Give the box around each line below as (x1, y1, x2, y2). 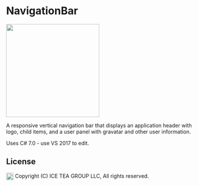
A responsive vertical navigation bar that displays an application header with (6, 122, 192, 129)
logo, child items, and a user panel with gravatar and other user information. (6, 128, 191, 135)
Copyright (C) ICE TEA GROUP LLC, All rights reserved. (14, 172, 150, 180)
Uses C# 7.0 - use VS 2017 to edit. (6, 139, 90, 146)
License (6, 156, 36, 167)
